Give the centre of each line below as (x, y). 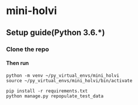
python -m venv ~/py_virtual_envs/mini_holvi (63, 75)
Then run (18, 63)
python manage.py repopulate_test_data (55, 96)
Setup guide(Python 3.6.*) (55, 33)
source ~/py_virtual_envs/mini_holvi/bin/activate (69, 80)
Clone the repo (28, 49)
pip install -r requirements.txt (47, 91)
